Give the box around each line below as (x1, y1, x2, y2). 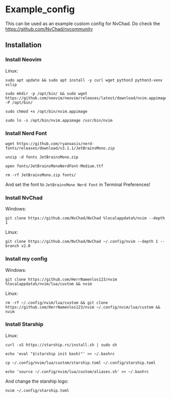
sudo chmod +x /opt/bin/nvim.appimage (5, 109, 88, 114)
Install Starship (5, 321, 44, 328)
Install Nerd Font (5, 129, 47, 136)
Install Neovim (5, 56, 42, 63)
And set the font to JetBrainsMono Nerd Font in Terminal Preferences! (5, 181, 151, 188)
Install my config (5, 255, 47, 263)
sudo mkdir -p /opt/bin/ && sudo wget (5, 91, 88, 96)
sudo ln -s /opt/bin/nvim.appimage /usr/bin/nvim (5, 118, 113, 123)
